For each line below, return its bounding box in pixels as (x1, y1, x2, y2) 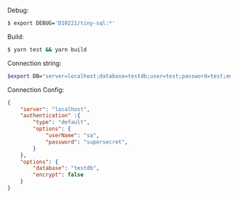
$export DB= (7, 72, 42, 80)
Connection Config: (7, 85, 64, 94)
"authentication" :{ (20, 112, 81, 120)
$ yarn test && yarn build (7, 46, 87, 53)
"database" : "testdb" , (33, 165, 100, 172)
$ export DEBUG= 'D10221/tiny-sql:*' (7, 20, 115, 27)
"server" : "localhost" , (20, 105, 91, 112)
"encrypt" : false (33, 171, 84, 179)
